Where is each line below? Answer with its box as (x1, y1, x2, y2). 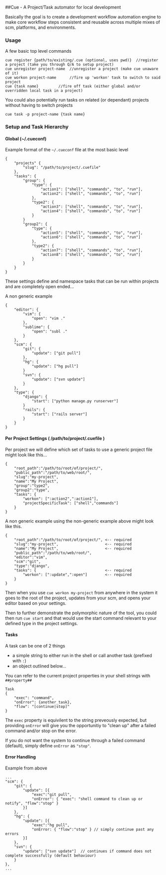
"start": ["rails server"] (31, 412, 88, 417)
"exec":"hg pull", (31, 823, 70, 828)
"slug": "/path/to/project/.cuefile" (23, 165, 101, 170)
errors (5, 831, 19, 837)
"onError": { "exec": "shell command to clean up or (31, 796, 143, 802)
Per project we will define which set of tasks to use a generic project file (5, 446, 153, 452)
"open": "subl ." (31, 329, 68, 334)
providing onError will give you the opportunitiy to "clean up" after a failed (5, 722, 156, 728)
